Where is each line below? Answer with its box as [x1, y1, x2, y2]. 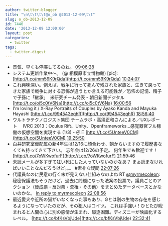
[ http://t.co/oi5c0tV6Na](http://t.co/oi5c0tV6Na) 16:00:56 [12, 100, 131, 106]
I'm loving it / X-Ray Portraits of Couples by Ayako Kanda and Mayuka [12, 105, 157, 111]
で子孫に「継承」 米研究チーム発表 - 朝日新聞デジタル [12, 94, 125, 100]
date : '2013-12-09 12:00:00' [5, 26, 66, 31]
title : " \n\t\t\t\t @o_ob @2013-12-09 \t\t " [5, 12, 95, 17]
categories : [5, 36, 30, 41]
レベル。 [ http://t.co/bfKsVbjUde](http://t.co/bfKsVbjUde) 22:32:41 [12, 215, 150, 221]
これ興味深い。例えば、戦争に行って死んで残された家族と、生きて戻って [12, 81, 161, 88]
